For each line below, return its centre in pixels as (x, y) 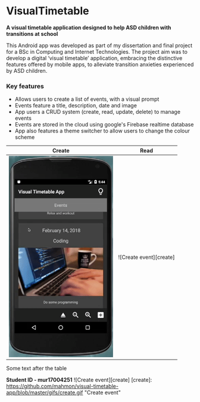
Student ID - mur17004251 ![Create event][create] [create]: (79, 380)
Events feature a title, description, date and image (76, 106)
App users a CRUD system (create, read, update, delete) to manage (97, 112)
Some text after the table (37, 369)
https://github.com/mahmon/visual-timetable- (62, 386)
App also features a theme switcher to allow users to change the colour (102, 131)
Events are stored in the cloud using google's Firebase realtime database (104, 125)
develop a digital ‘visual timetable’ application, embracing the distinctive (94, 58)
